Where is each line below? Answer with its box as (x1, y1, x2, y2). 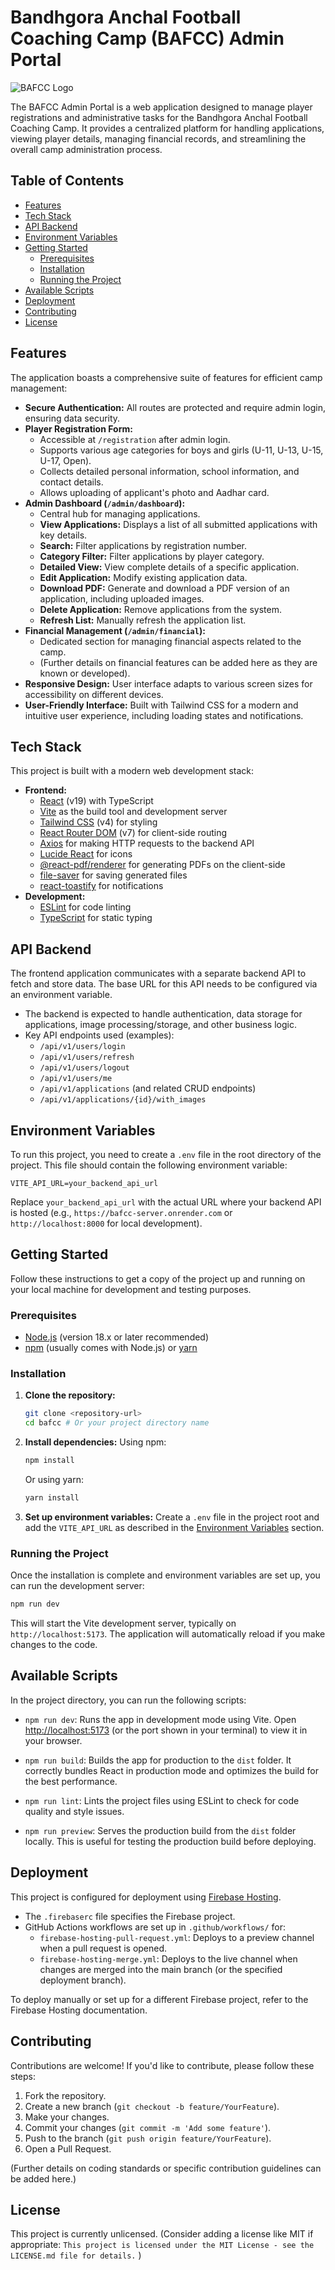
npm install (24, 1456, 75, 1466)
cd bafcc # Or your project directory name (24, 1418, 210, 1428)
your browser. (24, 1734, 83, 1746)
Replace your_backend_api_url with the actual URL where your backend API (10, 1196, 322, 1208)
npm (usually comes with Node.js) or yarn (24, 1342, 198, 1354)
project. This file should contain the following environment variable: (10, 1159, 288, 1171)
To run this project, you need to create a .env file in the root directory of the (10, 1149, 322, 1160)
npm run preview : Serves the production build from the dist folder (24, 1824, 297, 1836)
